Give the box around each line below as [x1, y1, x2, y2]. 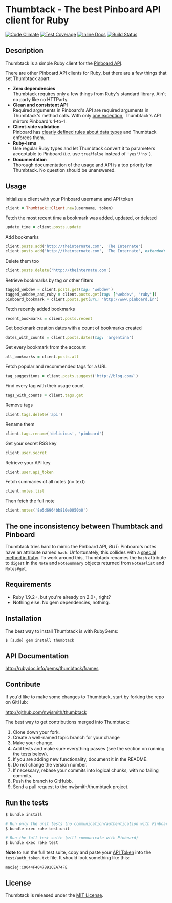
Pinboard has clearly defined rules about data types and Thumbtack [12, 129, 157, 135]
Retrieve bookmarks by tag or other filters [5, 277, 94, 283]
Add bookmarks [5, 234, 39, 240]
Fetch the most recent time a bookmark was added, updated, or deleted [5, 214, 157, 221]
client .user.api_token [5, 469, 54, 475]
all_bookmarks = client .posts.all [5, 354, 79, 360]
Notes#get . [5, 565, 28, 572]
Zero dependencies [12, 85, 55, 91]
